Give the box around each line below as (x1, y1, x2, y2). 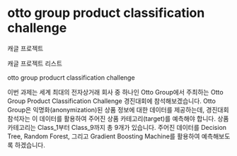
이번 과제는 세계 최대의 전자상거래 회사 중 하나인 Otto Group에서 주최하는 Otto (7, 88, 224, 96)
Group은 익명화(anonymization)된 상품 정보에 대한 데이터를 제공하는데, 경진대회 (7, 105, 229, 114)
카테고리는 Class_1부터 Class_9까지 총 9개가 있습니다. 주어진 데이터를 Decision (7, 123, 227, 131)
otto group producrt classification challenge (7, 73, 136, 82)
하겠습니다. (14, 140, 46, 149)
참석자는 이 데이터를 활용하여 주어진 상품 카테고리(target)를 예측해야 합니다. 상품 (7, 114, 229, 123)
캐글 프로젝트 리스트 (7, 59, 62, 68)
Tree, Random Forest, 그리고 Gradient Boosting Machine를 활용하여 (7, 132, 200, 140)
